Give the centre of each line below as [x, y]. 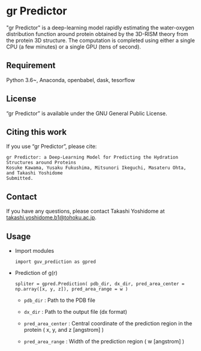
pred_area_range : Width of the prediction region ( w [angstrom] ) [104, 341]
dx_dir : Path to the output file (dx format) [76, 312]
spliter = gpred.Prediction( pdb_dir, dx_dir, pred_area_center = [100, 284]
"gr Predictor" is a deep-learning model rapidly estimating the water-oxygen [100, 28]
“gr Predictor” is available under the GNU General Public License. [87, 113]
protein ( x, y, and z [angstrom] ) [64, 330]
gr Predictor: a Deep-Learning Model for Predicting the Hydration [92, 158]
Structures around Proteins [41, 163]
